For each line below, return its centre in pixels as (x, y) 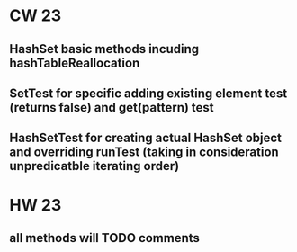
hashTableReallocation (75, 63)
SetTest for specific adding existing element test (148, 93)
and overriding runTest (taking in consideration (144, 153)
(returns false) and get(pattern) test (112, 108)
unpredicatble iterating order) (94, 166)
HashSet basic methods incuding (104, 49)
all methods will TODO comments (105, 238)
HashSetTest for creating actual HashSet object (145, 138)
